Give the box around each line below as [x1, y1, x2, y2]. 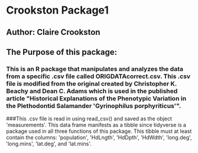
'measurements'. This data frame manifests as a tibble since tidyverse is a [6, 122, 186, 129]
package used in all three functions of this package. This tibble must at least [6, 128, 192, 135]
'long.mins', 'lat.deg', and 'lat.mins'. [6, 140, 92, 148]
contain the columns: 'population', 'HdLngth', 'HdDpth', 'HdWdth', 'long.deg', [6, 134, 192, 141]
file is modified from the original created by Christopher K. [6, 79, 177, 87]
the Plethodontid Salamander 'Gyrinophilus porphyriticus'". [6, 102, 181, 110]
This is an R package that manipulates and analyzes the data [6, 64, 183, 73]
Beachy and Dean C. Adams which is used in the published [6, 87, 178, 95]
